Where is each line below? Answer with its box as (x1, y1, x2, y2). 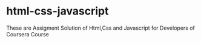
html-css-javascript (6, 4, 109, 18)
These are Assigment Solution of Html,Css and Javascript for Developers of (6, 24, 195, 31)
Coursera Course (6, 30, 50, 38)
